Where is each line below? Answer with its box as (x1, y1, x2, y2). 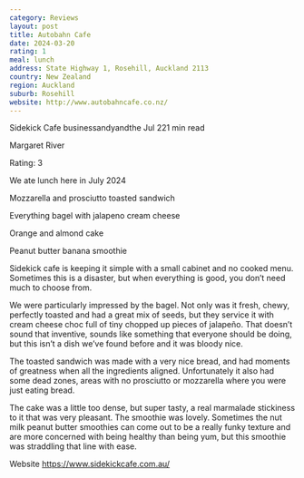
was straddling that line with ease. (9, 441, 138, 452)
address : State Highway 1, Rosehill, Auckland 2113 (9, 64, 209, 73)
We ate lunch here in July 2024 (9, 175, 127, 186)
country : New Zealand (9, 73, 92, 82)
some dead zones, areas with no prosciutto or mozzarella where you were (9, 376, 287, 386)
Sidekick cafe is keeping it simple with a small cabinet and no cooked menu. (9, 263, 294, 274)
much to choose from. (9, 282, 93, 293)
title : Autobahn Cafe (9, 30, 92, 39)
